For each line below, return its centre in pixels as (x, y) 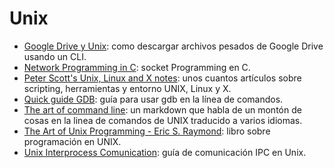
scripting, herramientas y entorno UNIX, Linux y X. (127, 88)
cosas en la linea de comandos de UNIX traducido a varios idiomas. (163, 120)
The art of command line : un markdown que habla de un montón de (162, 109)
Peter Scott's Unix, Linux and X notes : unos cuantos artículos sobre (162, 78)
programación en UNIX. (72, 141)
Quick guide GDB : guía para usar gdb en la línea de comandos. (153, 99)
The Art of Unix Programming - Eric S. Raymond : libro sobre (147, 131)
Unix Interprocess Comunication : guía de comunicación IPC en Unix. (165, 152)
